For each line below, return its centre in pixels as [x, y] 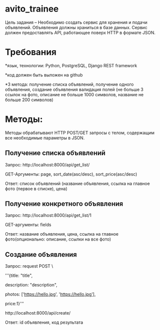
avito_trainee [32, 9]
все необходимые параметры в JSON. [45, 138]
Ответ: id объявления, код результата [44, 322]
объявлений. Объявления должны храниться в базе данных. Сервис [76, 27]
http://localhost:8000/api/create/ [38, 313]
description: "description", [31, 285]
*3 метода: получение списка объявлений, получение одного [70, 84]
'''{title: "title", [19, 276]
